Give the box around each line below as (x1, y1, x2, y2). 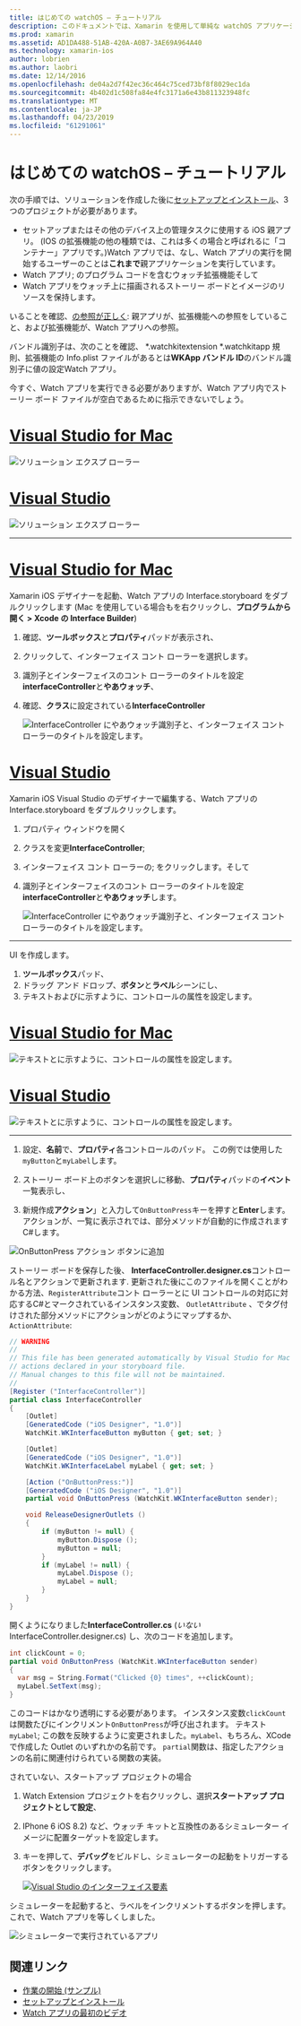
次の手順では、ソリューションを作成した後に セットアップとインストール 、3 (9, 194, 289, 204)
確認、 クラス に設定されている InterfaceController (21, 700, 206, 711)
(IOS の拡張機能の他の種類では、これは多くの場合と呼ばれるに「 (39, 235, 279, 247)
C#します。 (21, 1226, 64, 1237)
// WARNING (9, 1337, 50, 1346)
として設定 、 (53, 1802, 101, 1813)
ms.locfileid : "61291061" (9, 122, 106, 131)
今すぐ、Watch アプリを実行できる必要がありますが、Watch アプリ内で (9, 382, 272, 393)
